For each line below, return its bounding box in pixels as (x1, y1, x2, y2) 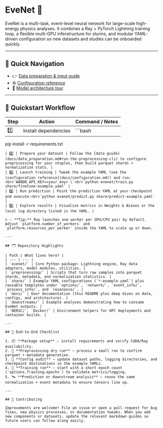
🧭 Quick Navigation (5, 60, 65, 68)
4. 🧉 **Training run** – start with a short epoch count (5, 365, 123, 370)
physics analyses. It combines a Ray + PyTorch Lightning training (20, 25, 150, 31)
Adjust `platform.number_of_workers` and (5, 221, 90, 226)
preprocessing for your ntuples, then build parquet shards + (5, 160, 133, 166)
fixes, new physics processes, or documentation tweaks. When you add (5, 410, 151, 414)
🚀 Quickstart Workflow (5, 104, 75, 112)
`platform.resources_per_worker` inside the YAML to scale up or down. (5, 225, 153, 230)
